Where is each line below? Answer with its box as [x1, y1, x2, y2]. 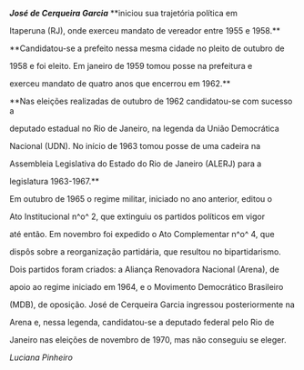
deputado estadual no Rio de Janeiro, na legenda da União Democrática [9, 123, 279, 134]
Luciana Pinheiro [9, 352, 73, 363]
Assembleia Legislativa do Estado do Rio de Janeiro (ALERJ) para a [9, 158, 262, 169]
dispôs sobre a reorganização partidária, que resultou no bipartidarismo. [9, 246, 282, 257]
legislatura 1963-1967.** [9, 176, 100, 186]
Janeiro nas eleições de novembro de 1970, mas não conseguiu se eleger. [9, 335, 287, 345]
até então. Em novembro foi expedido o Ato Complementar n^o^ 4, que [9, 229, 275, 239]
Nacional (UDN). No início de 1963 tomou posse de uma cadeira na [9, 141, 261, 151]
